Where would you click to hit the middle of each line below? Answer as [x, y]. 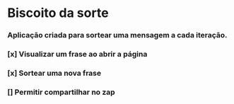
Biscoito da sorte [58, 13]
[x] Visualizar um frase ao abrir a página [77, 54]
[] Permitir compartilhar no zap [61, 92]
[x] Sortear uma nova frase [54, 73]
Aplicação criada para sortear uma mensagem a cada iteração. [117, 35]
